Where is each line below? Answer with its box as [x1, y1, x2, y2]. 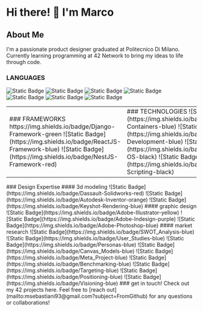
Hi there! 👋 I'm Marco [6, 5, 114, 19]
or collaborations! [6, 299, 50, 306]
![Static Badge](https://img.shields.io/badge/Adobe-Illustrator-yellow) [6, 209, 179, 217]
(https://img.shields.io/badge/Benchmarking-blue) [6, 260, 132, 268]
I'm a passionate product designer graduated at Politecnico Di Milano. [6, 45, 180, 53]
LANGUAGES [6, 73, 45, 82]
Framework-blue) [9, 145, 60, 154]
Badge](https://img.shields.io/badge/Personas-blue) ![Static [6, 241, 156, 249]
